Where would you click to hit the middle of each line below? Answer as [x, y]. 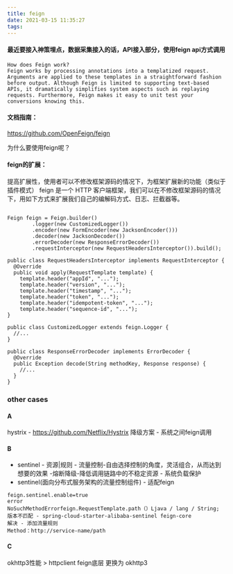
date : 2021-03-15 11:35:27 [46, 20]
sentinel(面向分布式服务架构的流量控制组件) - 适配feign [96, 482]
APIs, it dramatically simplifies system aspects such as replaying [108, 89]
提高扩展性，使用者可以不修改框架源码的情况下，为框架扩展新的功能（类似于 [116, 181]
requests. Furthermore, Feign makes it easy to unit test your [101, 95]
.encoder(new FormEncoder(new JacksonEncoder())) [105, 230]
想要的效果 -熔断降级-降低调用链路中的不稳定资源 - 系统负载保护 [109, 473]
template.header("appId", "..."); [69, 278]
